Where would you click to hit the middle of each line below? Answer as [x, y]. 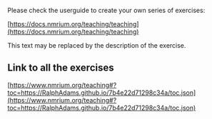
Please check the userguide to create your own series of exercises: [106, 10]
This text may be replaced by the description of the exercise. [97, 45]
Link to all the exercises [61, 68]
